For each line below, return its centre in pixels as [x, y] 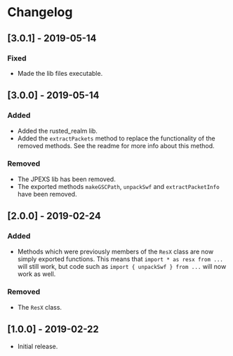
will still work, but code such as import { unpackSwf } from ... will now [122, 266]
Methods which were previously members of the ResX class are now [115, 251]
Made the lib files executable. [60, 73]
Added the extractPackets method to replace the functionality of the [116, 138]
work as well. [36, 274]
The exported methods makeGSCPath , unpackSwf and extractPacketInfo [118, 186]
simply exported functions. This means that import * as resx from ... [120, 259]
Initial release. [38, 346]
